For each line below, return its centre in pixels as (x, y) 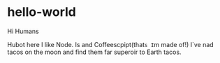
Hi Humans (23, 31)
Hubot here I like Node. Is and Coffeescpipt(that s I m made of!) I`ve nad (111, 44)
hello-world (42, 12)
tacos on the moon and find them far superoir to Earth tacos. (94, 52)
